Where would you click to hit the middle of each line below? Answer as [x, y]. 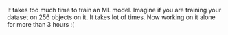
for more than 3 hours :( [41, 24]
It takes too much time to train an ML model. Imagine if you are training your [114, 10]
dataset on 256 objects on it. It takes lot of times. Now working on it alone [111, 17]
